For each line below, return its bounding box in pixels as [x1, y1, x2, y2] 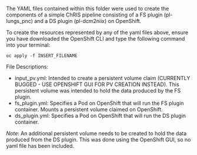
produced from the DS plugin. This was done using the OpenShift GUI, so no [6, 136, 191, 143]
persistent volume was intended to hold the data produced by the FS [14, 87, 181, 94]
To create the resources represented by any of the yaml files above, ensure [6, 29, 189, 36]
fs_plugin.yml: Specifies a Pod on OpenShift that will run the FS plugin [14, 100, 184, 107]
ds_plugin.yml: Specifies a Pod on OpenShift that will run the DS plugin [14, 112, 186, 119]
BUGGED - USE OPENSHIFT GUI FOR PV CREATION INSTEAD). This [14, 81, 179, 88]
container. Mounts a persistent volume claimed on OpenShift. [14, 106, 163, 113]
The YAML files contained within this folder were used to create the [6, 5, 169, 12]
